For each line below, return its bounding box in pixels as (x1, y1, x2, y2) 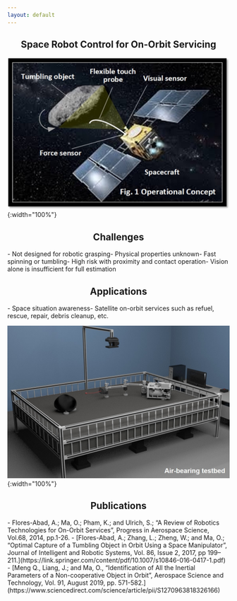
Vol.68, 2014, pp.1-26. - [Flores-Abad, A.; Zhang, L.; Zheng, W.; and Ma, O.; (7, 534, 225, 542)
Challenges (92, 231, 145, 243)
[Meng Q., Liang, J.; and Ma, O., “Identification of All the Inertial (11, 564, 195, 572)
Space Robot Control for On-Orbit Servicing (20, 39, 217, 51)
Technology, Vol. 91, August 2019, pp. (7, 578, 116, 587)
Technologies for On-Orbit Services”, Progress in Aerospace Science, (7, 526, 209, 535)
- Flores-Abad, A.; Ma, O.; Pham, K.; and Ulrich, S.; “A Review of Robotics (7, 518, 220, 527)
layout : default (7, 11, 55, 18)
